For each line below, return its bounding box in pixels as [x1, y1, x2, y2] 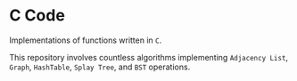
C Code [9, 5, 65, 26]
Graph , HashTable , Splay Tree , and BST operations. [9, 61, 191, 72]
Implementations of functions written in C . [9, 35, 162, 45]
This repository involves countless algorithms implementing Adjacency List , [9, 52, 288, 62]
